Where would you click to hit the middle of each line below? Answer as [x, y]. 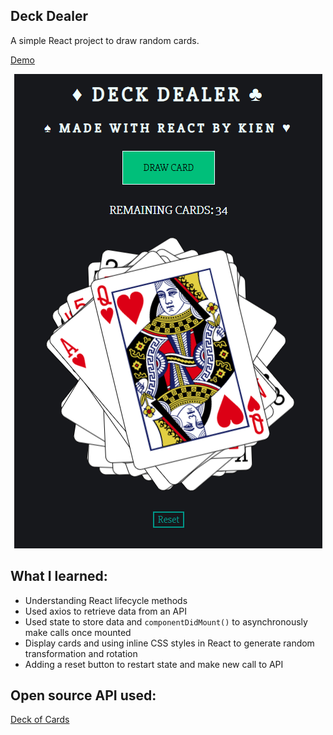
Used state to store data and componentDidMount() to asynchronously [166, 621]
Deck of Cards [40, 720]
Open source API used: [83, 695]
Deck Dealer [49, 16]
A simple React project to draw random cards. [105, 40]
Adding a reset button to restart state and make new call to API [154, 664]
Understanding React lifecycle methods [106, 600]
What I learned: [59, 576]
